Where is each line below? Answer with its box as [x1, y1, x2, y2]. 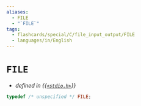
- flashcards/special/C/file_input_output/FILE [12, 32, 136, 38]
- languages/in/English [12, 37, 72, 44]
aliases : [6, 9, 29, 15]
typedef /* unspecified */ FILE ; [6, 93, 92, 100]
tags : [6, 26, 20, 32]
